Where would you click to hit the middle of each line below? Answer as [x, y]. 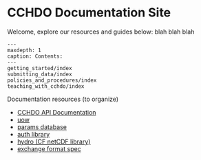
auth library [33, 134]
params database [42, 127]
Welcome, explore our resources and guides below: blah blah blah [101, 32]
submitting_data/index [40, 74]
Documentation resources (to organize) [63, 99]
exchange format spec [49, 148]
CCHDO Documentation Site [89, 13]
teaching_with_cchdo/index [46, 86]
